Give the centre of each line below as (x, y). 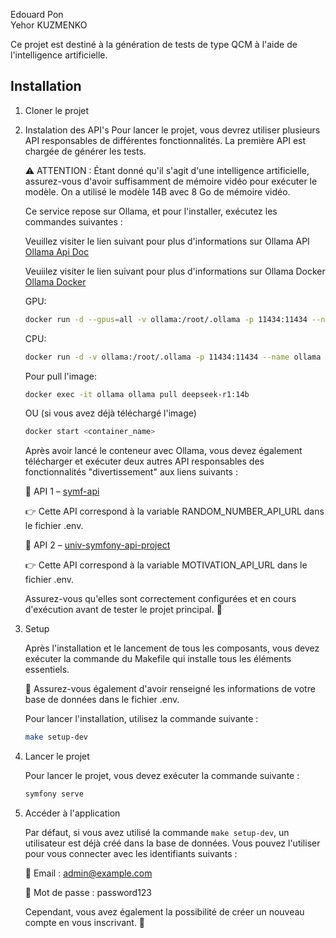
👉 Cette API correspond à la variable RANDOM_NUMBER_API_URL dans (174, 511)
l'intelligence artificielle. (59, 55)
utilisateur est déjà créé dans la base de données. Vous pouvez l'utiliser (172, 843)
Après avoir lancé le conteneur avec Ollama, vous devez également (163, 451)
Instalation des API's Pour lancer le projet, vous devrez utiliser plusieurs (172, 130)
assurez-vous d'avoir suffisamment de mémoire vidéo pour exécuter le (171, 181)
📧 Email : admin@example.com (88, 873)
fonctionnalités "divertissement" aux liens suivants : (131, 472)
